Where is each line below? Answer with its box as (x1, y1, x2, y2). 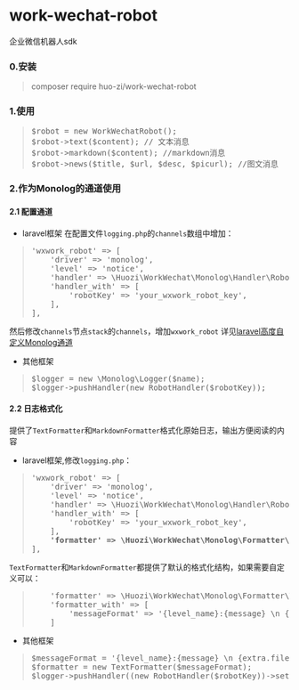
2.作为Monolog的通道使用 (9, 183, 122, 195)
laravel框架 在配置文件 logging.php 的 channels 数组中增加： (21, 228, 234, 239)
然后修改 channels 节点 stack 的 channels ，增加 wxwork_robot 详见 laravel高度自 (9, 326, 285, 337)
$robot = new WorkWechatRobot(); (30, 126, 178, 136)
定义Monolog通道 (9, 337, 74, 347)
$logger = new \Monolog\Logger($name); (30, 373, 206, 384)
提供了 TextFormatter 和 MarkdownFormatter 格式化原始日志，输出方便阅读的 (9, 425, 278, 435)
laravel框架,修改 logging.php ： (21, 455, 132, 466)
